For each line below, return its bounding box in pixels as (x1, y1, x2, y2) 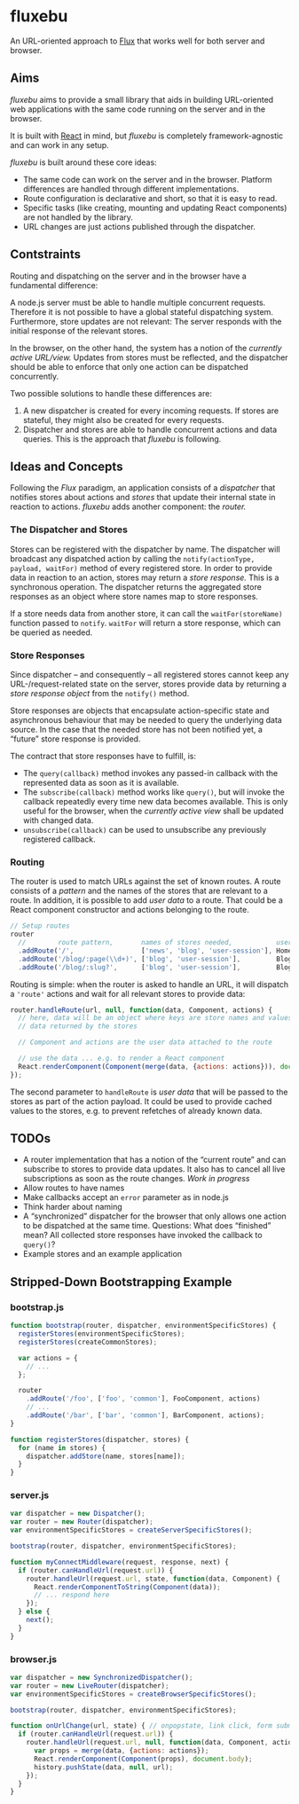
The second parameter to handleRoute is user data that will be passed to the (10, 1086, 288, 1097)
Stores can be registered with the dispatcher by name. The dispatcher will (10, 544, 280, 554)
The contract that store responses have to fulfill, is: (10, 750, 197, 761)
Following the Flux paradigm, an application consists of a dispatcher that (10, 482, 276, 493)
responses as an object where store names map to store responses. (10, 591, 258, 601)
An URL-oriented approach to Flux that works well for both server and (10, 35, 265, 46)
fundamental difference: (10, 279, 98, 290)
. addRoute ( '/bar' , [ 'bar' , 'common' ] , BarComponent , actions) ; (26, 1411, 265, 1420)
